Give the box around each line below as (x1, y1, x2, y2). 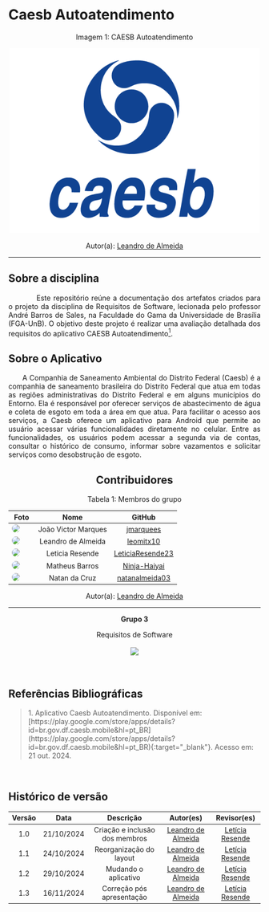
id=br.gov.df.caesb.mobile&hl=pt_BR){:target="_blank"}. (27, 743, 214, 752)
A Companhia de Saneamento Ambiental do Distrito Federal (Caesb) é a (22, 373, 261, 383)
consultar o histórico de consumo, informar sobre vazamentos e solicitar (8, 442, 261, 451)
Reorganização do (94, 845, 155, 854)
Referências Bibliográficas (8, 686, 143, 700)
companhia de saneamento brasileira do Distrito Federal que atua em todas (8, 381, 261, 391)
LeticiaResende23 (113, 548, 174, 559)
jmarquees (126, 524, 162, 534)
